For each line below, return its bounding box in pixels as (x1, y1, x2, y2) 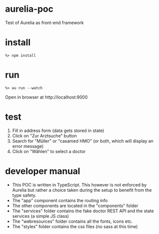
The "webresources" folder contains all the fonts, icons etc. (12, 218, 133, 224)
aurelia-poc (5, 3, 53, 15)
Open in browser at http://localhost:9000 (5, 94, 88, 100)
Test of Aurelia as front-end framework (5, 20, 84, 26)
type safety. (12, 192, 37, 198)
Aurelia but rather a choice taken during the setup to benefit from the (12, 187, 152, 193)
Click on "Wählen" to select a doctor (12, 148, 86, 154)
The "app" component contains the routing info (12, 197, 108, 203)
